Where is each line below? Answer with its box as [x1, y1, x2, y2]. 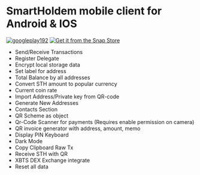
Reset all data [14, 163, 49, 170]
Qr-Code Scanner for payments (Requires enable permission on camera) [14, 118, 195, 125]
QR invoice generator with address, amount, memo [14, 125, 141, 132]
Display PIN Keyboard [14, 131, 69, 138]
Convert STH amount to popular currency [14, 80, 118, 87]
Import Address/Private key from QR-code [14, 93, 120, 100]
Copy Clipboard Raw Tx [14, 144, 74, 151]
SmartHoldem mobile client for [6, 4, 162, 18]
